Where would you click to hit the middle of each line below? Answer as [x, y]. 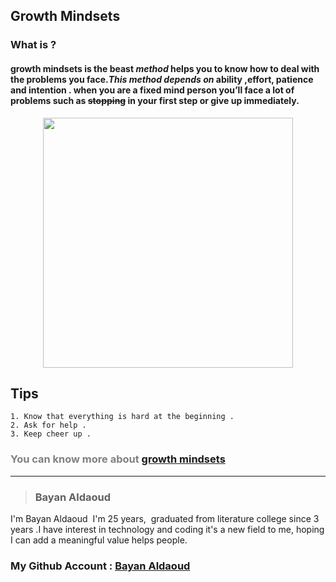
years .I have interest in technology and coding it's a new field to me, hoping [167, 529]
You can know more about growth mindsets [118, 459]
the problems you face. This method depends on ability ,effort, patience [162, 79]
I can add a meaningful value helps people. [99, 540]
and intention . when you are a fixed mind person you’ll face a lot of [152, 90]
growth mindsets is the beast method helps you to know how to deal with [165, 68]
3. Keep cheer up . [51, 434]
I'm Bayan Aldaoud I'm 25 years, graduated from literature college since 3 [165, 518]
